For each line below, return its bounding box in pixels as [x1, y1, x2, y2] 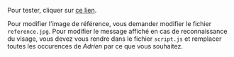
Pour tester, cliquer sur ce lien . [7, 6, 97, 14]
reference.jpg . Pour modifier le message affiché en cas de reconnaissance [7, 27, 228, 35]
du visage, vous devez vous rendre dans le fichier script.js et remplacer [7, 34, 222, 43]
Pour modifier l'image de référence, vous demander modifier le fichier [7, 20, 211, 27]
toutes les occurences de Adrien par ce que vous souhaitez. [7, 42, 183, 50]
